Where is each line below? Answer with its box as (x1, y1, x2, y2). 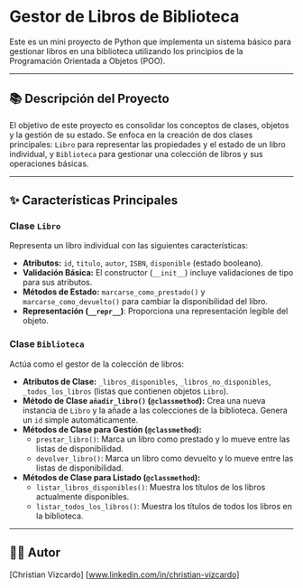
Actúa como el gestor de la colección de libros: (9, 359, 185, 369)
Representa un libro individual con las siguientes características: (9, 240, 249, 251)
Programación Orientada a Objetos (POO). (9, 55, 166, 66)
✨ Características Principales (9, 192, 179, 209)
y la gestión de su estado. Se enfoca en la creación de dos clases (9, 129, 253, 140)
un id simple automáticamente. (22, 414, 139, 425)
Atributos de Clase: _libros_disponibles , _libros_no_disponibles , (22, 376, 271, 387)
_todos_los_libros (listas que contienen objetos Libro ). (22, 386, 229, 397)
